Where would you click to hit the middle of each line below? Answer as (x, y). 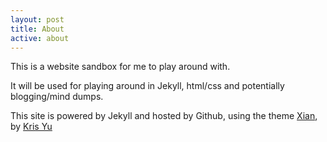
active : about (40, 38)
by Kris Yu (31, 127)
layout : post (37, 19)
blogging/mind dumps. (57, 97)
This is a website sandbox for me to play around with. (120, 67)
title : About (37, 29)
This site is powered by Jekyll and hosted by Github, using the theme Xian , (164, 116)
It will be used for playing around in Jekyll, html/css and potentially (147, 86)
